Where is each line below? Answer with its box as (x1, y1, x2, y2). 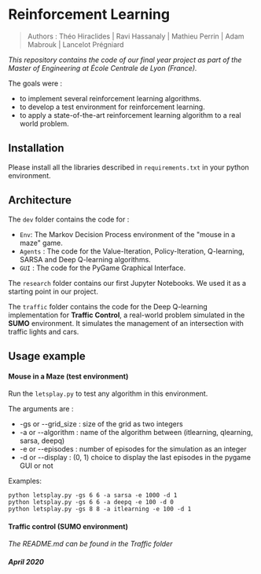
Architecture (8, 194, 72, 207)
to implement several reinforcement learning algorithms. (19, 93, 202, 103)
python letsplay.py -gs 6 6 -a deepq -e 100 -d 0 (8, 499, 175, 506)
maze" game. (19, 238, 63, 247)
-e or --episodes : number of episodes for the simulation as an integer (19, 444, 248, 454)
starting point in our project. (8, 287, 98, 296)
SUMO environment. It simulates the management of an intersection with (8, 318, 244, 327)
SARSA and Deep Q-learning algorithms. (19, 254, 151, 264)
